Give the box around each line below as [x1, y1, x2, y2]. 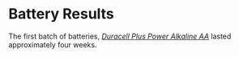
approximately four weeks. [8, 39, 97, 49]
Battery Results [8, 5, 115, 23]
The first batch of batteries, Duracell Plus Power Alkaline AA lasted [8, 31, 232, 41]
